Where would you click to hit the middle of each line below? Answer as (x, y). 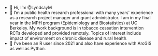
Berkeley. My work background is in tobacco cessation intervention (77, 28)
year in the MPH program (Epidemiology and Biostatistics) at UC (73, 23)
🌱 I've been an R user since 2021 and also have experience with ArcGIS (80, 43)
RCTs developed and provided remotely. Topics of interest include (75, 33)
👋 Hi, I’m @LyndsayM (31, 7)
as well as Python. (28, 49)
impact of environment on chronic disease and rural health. (68, 38)
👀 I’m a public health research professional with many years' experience (81, 13)
